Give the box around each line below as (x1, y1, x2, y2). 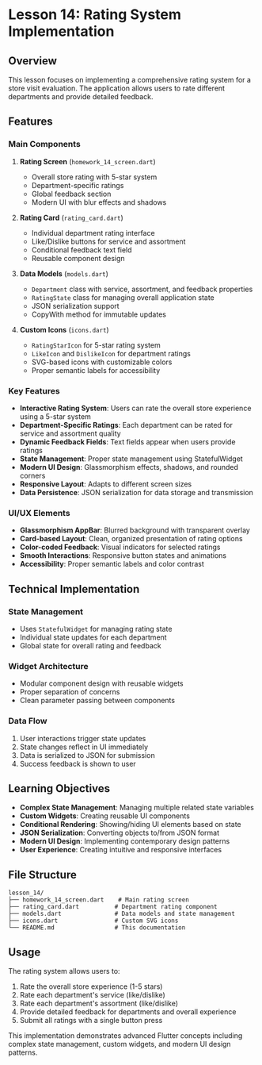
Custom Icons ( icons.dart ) (19, 325, 109, 334)
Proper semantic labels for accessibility (31, 365, 161, 375)
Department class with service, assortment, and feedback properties (31, 284, 253, 294)
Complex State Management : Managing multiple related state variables (19, 803, 255, 813)
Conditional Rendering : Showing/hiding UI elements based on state (19, 820, 241, 829)
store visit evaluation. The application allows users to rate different (8, 83, 226, 93)
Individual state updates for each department (19, 632, 168, 642)
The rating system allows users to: (8, 967, 120, 975)
